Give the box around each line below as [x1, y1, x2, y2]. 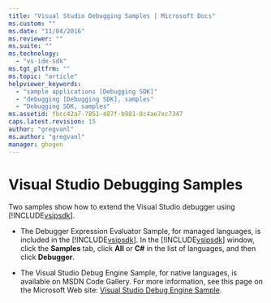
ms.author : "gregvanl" [8, 132, 85, 141]
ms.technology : [8, 50, 60, 58]
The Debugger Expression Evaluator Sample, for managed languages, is [19, 227, 261, 236]
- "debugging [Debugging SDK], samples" [15, 95, 154, 103]
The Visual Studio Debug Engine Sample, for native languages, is [19, 268, 238, 278]
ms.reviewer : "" [8, 34, 63, 43]
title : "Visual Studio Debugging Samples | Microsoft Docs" [8, 11, 217, 20]
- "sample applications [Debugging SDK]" [15, 87, 158, 96]
